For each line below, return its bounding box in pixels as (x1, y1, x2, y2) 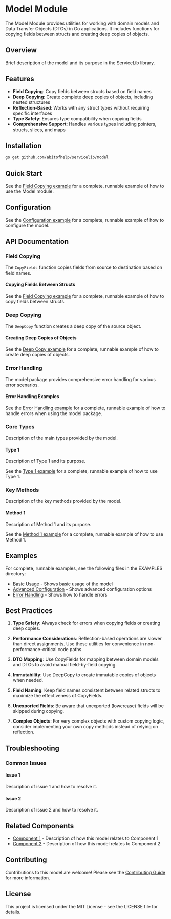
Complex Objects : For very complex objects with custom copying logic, (12, 718, 165, 724)
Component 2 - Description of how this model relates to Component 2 (12, 840, 160, 846)
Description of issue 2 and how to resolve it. (5, 807, 98, 813)
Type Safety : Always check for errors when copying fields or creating (12, 620, 160, 626)
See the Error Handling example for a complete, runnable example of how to (5, 405, 166, 411)
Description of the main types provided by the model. (5, 435, 118, 441)
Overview (5, 46, 37, 55)
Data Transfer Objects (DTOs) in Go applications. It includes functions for (5, 25, 160, 31)
